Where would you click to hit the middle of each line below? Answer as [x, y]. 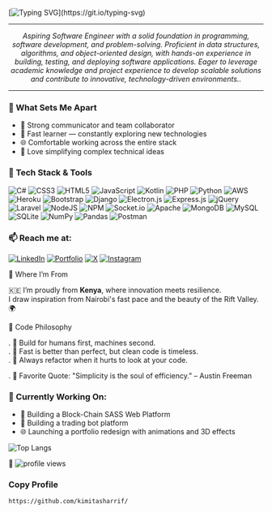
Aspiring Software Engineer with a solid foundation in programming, [136, 36]
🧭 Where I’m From [38, 274]
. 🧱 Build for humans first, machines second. [82, 343]
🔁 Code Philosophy [40, 327]
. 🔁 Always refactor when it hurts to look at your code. [98, 360]
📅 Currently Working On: [57, 396]
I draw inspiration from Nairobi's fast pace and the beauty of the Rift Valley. [134, 299]
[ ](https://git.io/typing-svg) [77, 13]
